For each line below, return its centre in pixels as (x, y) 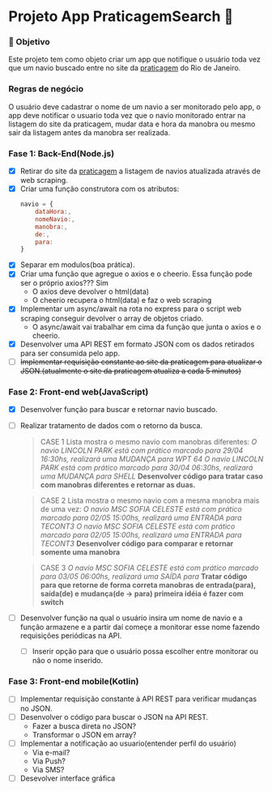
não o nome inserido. (68, 661)
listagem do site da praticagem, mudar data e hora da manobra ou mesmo (132, 124)
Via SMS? (48, 769)
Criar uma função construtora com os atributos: (100, 189)
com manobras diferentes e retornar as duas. (118, 485)
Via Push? (49, 761)
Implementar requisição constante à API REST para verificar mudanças (138, 699)
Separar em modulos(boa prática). (77, 265)
